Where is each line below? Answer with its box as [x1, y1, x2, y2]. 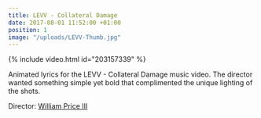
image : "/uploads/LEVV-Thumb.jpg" [8, 33, 122, 41]
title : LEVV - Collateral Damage [8, 11, 118, 20]
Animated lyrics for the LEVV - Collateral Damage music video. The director [8, 70, 253, 79]
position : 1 [8, 26, 47, 34]
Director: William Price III [8, 102, 88, 111]
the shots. [8, 87, 41, 96]
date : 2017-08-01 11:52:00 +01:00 [8, 19, 122, 27]
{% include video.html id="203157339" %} [8, 55, 147, 64]
